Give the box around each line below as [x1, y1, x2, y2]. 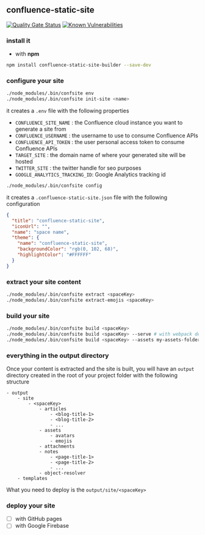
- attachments [38, 443, 75, 449]
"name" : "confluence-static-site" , [17, 241, 108, 247]
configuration [6, 200, 40, 207]
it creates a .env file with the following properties [6, 107, 129, 115]
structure [6, 378, 29, 385]
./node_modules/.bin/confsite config [6, 183, 103, 189]
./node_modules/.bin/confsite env [6, 90, 95, 96]
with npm [15, 50, 40, 57]
